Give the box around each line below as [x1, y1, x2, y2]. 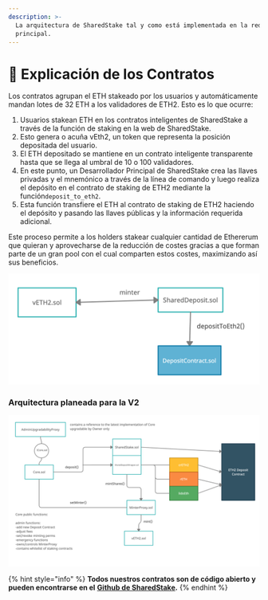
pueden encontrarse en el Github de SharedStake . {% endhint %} [8, 582, 229, 593]
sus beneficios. [8, 257, 58, 267]
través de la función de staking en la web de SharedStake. [19, 124, 211, 133]
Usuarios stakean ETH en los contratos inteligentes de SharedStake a [19, 116, 249, 125]
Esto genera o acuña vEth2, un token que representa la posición [19, 132, 231, 142]
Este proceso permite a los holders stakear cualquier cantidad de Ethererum [8, 232, 259, 242]
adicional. [19, 217, 52, 226]
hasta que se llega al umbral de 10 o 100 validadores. [19, 158, 194, 167]
